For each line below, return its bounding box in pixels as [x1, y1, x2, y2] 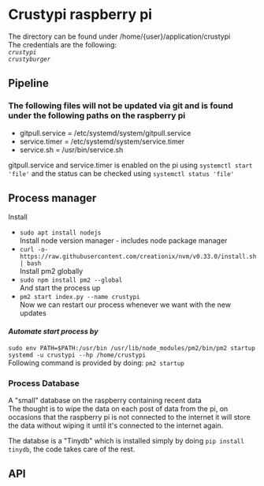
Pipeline [8, 77, 50, 90]
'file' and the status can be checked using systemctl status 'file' [8, 168, 235, 178]
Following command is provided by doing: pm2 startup [8, 357, 185, 368]
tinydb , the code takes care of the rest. [8, 444, 136, 454]
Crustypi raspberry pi [8, 6, 152, 24]
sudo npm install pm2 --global [19, 276, 123, 285]
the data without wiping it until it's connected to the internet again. [8, 421, 224, 430]
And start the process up [19, 283, 101, 293]
